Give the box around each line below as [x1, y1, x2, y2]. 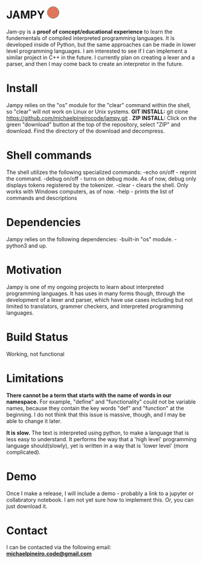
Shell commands [6, 148, 92, 162]
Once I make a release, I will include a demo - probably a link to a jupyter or [6, 490, 195, 497]
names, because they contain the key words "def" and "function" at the [6, 404, 184, 411]
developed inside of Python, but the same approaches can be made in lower [6, 41, 196, 48]
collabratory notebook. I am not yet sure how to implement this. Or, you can [6, 496, 194, 503]
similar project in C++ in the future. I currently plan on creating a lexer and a [6, 53, 195, 61]
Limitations [6, 371, 64, 385]
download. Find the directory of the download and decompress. [6, 127, 165, 135]
